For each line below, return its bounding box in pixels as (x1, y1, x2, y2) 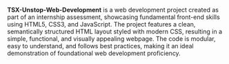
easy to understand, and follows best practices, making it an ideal (7, 42, 195, 50)
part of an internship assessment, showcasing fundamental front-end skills (7, 13, 221, 21)
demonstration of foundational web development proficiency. (7, 49, 181, 57)
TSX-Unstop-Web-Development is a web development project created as (7, 6, 219, 14)
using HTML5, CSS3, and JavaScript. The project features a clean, (7, 20, 196, 28)
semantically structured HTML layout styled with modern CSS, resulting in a (7, 27, 223, 35)
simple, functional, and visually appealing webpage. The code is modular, (7, 35, 216, 43)
